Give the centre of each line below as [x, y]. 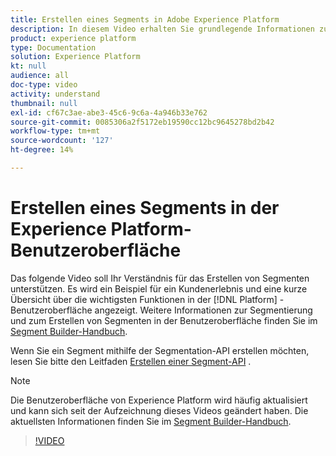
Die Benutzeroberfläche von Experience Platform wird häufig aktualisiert [159, 400]
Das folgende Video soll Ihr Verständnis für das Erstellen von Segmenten [160, 278]
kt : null [28, 66]
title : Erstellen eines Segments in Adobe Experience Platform [145, 19]
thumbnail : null [44, 103]
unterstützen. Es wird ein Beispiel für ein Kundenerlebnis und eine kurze [159, 288]
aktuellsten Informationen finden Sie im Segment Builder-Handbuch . [151, 421]
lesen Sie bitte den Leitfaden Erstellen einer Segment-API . [131, 361]
